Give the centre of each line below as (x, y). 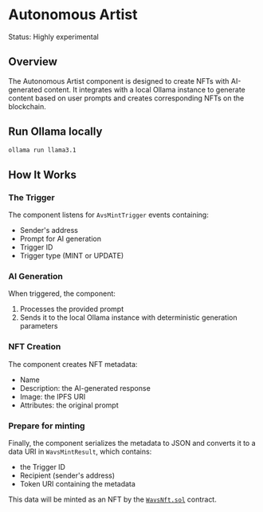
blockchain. (27, 106)
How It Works (43, 174)
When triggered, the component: (62, 293)
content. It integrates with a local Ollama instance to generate (144, 89)
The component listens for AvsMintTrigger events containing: (108, 215)
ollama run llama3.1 (43, 150)
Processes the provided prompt (72, 309)
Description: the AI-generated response (85, 388)
